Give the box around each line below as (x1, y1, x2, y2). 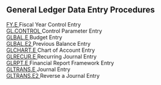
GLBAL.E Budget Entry (6, 33, 62, 41)
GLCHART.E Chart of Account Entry (6, 46, 95, 54)
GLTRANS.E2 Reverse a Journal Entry (6, 72, 100, 79)
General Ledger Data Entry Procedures (6, 5, 156, 15)
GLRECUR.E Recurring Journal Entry (6, 52, 97, 60)
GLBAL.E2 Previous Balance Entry (6, 40, 91, 47)
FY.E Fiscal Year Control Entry (6, 20, 81, 28)
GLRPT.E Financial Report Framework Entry (6, 59, 114, 66)
